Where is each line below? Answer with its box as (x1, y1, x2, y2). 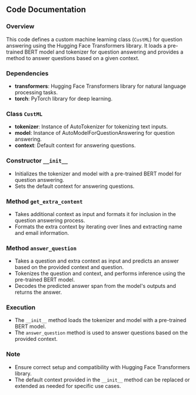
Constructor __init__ (6, 157, 68, 165)
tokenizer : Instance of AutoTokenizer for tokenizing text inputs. (14, 123, 168, 130)
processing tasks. (14, 88, 58, 96)
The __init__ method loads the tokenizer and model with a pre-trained (14, 317, 187, 324)
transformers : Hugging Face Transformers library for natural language (14, 82, 187, 89)
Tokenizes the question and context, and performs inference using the (14, 270, 185, 277)
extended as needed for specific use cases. (14, 382, 121, 389)
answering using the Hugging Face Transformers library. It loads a (6, 42, 167, 49)
